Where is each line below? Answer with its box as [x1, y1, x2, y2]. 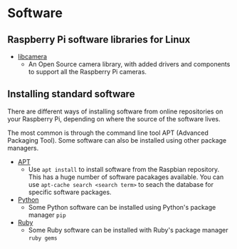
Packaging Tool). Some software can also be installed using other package [7, 136, 226, 144]
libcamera [17, 52, 48, 61]
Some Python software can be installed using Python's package [28, 203, 216, 211]
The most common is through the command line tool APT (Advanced [7, 128, 209, 137]
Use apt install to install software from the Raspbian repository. [28, 165, 220, 173]
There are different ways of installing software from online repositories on [7, 107, 223, 116]
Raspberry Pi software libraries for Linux [7, 34, 191, 46]
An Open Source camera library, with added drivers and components [28, 60, 231, 68]
